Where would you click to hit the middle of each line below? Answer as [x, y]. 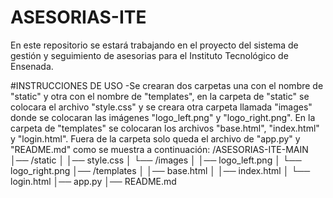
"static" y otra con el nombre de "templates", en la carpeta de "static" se [160, 96]
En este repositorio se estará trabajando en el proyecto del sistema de [154, 45]
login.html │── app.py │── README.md [93, 181]
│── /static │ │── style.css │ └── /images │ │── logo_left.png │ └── [156, 160]
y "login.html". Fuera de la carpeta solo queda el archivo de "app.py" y [155, 138]
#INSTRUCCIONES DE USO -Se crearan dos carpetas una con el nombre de [167, 85]
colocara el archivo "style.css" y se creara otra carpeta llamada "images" [161, 107]
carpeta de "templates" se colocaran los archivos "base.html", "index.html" [165, 128]
